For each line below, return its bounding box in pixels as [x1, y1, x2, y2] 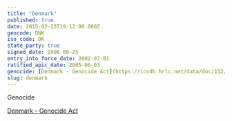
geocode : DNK [7, 29, 45, 37]
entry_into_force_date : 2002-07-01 [7, 55, 110, 62]
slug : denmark [7, 74, 48, 82]
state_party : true [7, 42, 60, 49]
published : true [7, 17, 54, 24]
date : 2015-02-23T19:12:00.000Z [7, 23, 100, 30]
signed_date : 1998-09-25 [7, 49, 79, 56]
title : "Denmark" [7, 10, 57, 17]
